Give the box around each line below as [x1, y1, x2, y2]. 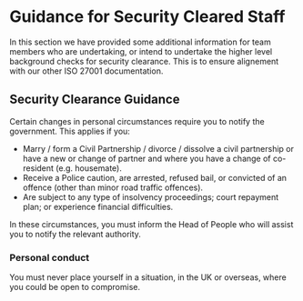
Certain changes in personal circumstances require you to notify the [9, 115, 266, 126]
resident [22, 162, 55, 174]
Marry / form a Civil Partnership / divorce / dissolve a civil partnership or [22, 143, 294, 154]
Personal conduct [9, 251, 90, 264]
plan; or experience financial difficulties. [22, 201, 174, 212]
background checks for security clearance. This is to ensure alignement [9, 55, 279, 66]
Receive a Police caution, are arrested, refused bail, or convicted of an [22, 172, 288, 183]
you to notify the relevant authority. [9, 228, 141, 239]
